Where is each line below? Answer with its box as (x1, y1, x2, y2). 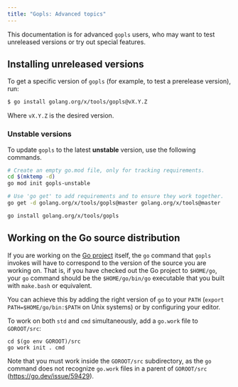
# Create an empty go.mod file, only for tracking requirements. (7, 167, 205, 174)
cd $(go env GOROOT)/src (7, 338, 81, 345)
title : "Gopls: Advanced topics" (7, 10, 107, 18)
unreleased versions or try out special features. (7, 37, 146, 46)
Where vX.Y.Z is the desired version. (7, 111, 114, 120)
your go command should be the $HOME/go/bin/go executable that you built (7, 274, 225, 282)
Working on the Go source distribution (7, 232, 180, 244)
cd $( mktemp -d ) (7, 173, 55, 180)
